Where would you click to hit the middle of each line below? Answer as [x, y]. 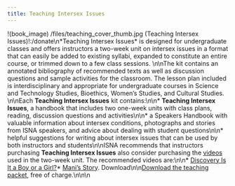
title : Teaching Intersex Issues [56, 14]
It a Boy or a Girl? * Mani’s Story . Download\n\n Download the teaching [108, 167]
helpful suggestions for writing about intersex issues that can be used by [113, 138]
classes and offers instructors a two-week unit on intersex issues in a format [118, 48]
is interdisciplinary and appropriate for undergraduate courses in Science [113, 85]
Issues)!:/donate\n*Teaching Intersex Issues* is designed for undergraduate [117, 41]
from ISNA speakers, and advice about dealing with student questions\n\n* [115, 130]
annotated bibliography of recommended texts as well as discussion [106, 71]
